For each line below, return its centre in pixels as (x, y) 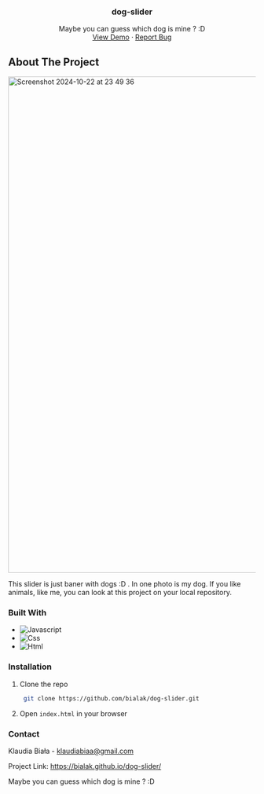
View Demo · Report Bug (132, 37)
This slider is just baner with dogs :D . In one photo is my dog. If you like (125, 584)
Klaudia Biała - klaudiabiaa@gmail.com (71, 751)
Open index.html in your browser (73, 713)
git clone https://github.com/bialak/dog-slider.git (111, 698)
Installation (30, 667)
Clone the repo (44, 684)
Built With (27, 613)
